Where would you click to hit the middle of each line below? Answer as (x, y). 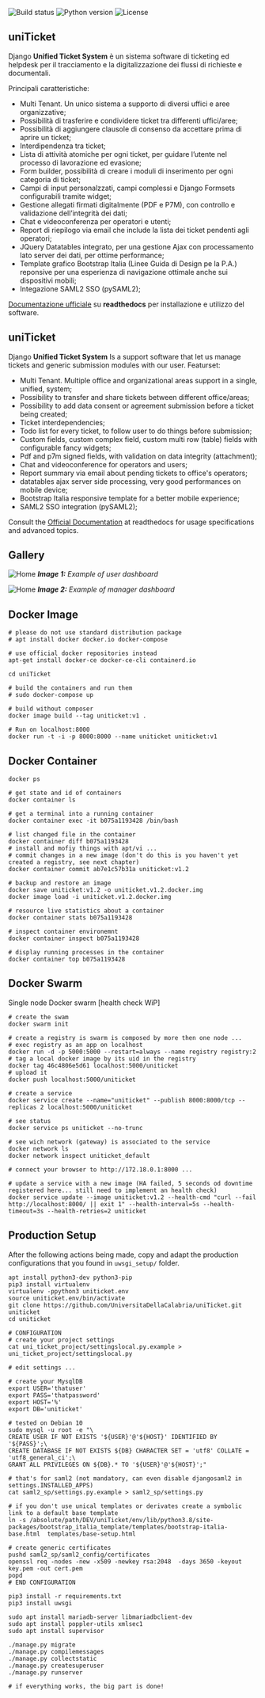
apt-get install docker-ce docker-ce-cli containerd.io (102, 661)
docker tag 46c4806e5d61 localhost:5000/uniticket (93, 1065)
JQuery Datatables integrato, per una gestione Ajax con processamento (137, 246)
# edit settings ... (42, 1367)
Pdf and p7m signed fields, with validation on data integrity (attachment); (138, 456)
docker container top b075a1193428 (67, 959)
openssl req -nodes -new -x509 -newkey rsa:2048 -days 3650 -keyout (125, 1561)
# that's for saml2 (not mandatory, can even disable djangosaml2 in (125, 1478)
